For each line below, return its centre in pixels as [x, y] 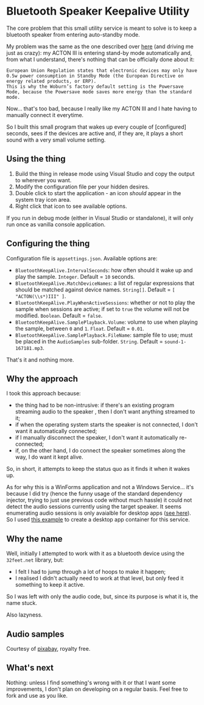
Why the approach [42, 378]
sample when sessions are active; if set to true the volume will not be [102, 309]
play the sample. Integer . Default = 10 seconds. [75, 276]
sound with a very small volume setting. [56, 140]
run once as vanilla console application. [56, 224]
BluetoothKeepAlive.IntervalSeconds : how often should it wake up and [104, 270]
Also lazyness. [24, 615]
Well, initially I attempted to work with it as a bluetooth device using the [95, 554]
